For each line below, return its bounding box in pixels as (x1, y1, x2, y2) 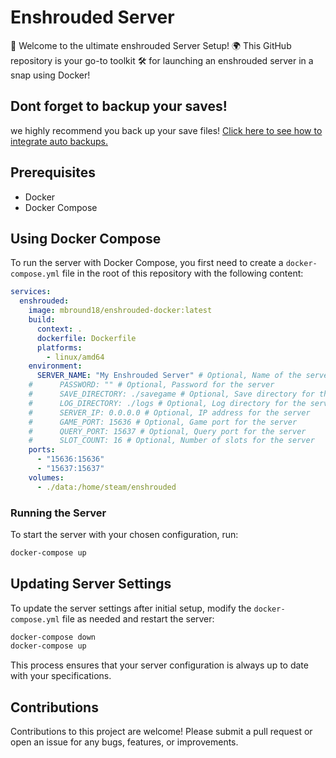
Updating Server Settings (10, 576, 172, 593)
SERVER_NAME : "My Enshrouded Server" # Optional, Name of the (36, 371, 302, 381)
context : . (36, 324, 83, 334)
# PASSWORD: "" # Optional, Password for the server (28, 380, 275, 390)
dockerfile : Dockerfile (36, 333, 137, 343)
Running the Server (10, 506, 107, 520)
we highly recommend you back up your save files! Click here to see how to (10, 124, 323, 136)
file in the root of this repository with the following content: (61, 267, 304, 280)
